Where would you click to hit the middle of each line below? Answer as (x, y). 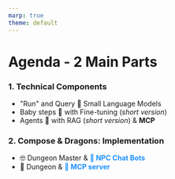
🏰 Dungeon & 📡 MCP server (65, 167)
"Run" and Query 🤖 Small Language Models (90, 103)
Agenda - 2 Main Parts (83, 62)
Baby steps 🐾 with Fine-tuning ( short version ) (93, 112)
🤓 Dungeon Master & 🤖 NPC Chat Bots (82, 158)
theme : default (33, 23)
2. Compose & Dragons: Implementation (86, 140)
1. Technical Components (58, 86)
